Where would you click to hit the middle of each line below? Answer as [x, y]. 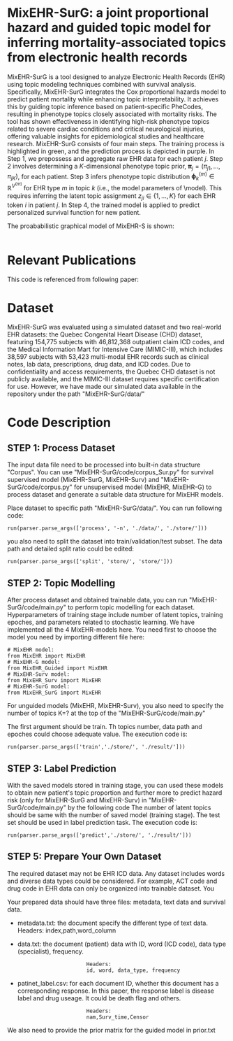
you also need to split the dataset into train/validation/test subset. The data [115, 541]
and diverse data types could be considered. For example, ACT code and [112, 881]
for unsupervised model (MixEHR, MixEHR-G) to [143, 487]
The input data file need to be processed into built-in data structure [104, 465]
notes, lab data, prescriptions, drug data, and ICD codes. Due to [99, 364]
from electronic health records [98, 58]
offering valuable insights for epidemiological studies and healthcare [106, 136]
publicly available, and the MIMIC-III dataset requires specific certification [113, 379]
